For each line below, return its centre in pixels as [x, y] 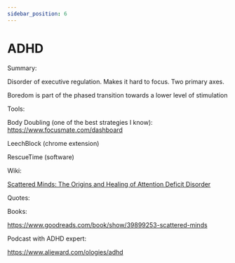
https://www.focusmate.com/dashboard [65, 130]
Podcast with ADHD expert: [47, 238]
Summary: [22, 68]
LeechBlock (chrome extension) [53, 143]
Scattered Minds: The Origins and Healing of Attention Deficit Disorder [109, 184]
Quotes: [19, 198]
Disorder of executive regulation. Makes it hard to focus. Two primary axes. [116, 81]
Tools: [16, 109]
